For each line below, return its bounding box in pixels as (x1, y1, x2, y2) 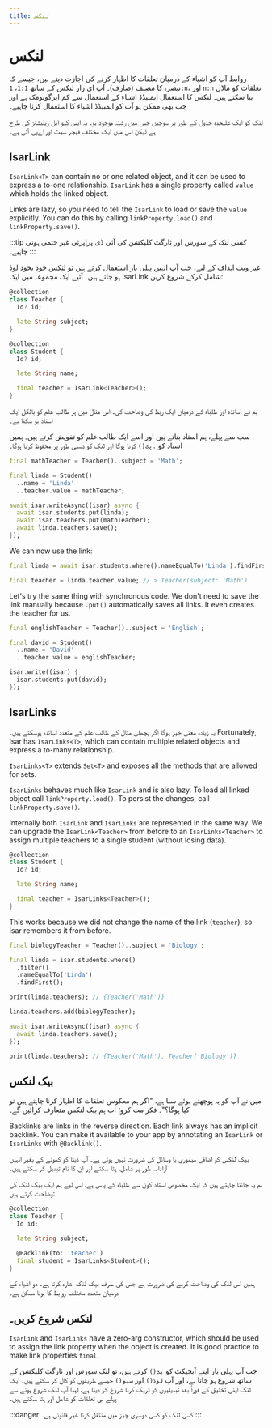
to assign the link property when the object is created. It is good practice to (9, 1342, 259, 1352)
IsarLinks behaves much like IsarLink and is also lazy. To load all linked (9, 785, 249, 795)
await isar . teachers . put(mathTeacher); (16, 516, 151, 525)
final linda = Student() (9, 471, 93, 480)
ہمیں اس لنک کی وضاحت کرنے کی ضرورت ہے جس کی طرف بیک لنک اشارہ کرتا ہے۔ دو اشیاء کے (9, 1279, 256, 1289)
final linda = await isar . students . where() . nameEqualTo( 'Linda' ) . (9, 561, 237, 569)
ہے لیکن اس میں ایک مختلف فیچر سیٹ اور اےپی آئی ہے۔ (9, 126, 156, 136)
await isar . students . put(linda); (16, 509, 129, 517)
